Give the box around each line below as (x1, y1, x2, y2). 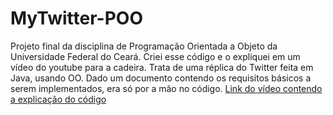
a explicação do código (10, 93, 107, 105)
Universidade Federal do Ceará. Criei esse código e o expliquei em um (10, 50, 301, 62)
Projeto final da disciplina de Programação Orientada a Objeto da (10, 40, 278, 52)
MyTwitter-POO (10, 7, 143, 30)
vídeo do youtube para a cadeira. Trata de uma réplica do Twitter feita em (10, 61, 314, 73)
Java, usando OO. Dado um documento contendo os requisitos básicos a (10, 72, 312, 84)
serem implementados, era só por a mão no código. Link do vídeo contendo (10, 82, 323, 94)
